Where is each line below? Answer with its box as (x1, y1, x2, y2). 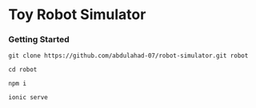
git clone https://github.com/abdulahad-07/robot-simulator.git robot (8, 52, 249, 60)
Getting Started (8, 34, 70, 45)
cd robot (8, 66, 38, 74)
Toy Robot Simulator (8, 6, 146, 24)
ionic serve (8, 94, 48, 102)
